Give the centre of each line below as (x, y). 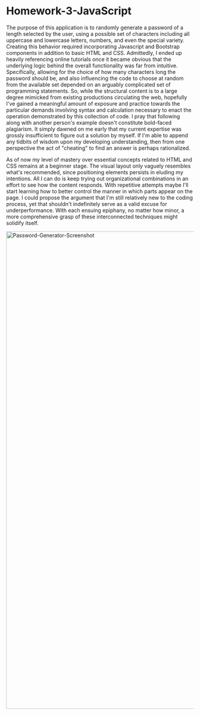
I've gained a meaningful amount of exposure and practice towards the (93, 103)
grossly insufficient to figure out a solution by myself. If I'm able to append (97, 135)
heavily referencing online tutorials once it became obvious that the (89, 59)
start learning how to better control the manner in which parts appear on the (99, 191)
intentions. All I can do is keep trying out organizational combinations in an (97, 178)
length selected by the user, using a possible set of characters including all (98, 33)
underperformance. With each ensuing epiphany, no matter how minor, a (95, 210)
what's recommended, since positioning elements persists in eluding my (95, 172)
